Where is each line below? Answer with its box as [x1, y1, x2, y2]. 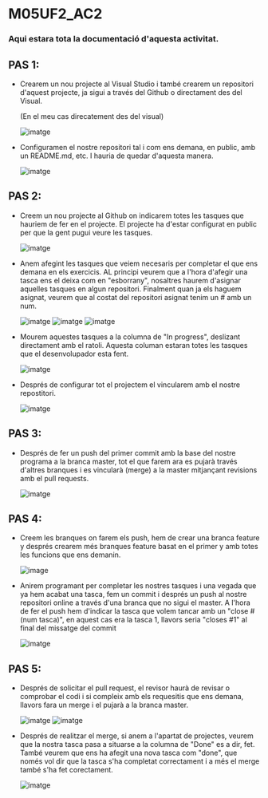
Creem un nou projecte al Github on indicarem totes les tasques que [19, 211, 245, 220]
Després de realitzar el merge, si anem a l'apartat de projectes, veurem [19, 731, 254, 741]
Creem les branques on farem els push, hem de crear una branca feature [19, 533, 260, 543]
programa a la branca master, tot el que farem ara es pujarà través [19, 456, 238, 466]
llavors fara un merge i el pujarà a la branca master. [19, 700, 189, 710]
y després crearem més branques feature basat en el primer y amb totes [19, 542, 258, 551]
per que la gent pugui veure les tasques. [19, 227, 153, 237]
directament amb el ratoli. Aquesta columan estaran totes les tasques [19, 340, 248, 350]
